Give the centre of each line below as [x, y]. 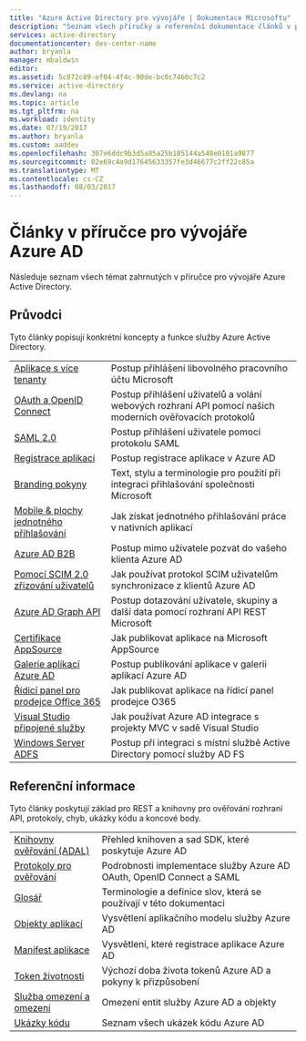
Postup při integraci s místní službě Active [200, 742]
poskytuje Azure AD [144, 851]
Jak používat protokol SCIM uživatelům [194, 574]
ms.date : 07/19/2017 [49, 128]
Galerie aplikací [47, 664]
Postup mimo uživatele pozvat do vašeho [199, 547]
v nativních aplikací [152, 527]
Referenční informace [72, 786]
